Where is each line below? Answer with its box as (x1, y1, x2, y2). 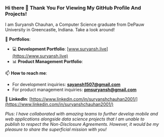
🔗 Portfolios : (5, 36, 31, 42)
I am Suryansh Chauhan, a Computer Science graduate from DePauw (5, 22, 144, 27)
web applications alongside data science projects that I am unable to (5, 116, 145, 122)
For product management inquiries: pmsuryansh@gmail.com (12, 87, 137, 92)
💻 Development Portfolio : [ (12, 46, 69, 52)
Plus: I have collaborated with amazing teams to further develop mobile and (5, 111, 158, 117)
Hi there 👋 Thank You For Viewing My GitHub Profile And (5, 4, 142, 11)
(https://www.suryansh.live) (12, 53, 68, 59)
